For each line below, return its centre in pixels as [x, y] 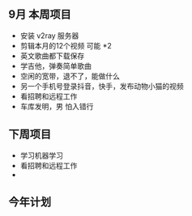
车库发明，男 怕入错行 [57, 106]
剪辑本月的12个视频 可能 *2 [66, 45]
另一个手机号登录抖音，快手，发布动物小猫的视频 [102, 86]
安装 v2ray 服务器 [49, 36]
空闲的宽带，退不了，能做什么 [70, 76]
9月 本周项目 [40, 15]
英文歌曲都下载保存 [52, 56]
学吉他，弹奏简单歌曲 [55, 66]
